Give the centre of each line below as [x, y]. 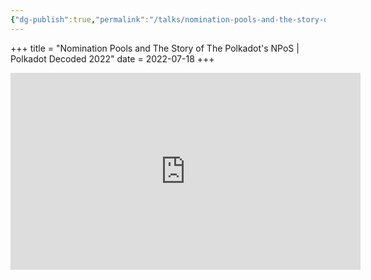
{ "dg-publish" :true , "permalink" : [80, 19]
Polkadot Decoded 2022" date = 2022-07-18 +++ [112, 58]
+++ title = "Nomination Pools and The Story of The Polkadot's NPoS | [155, 48]
